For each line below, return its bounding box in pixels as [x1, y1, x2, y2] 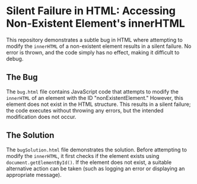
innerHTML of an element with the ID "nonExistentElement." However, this [6, 94, 184, 101]
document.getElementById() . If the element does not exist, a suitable [6, 159, 172, 166]
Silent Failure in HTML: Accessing [6, 4, 176, 18]
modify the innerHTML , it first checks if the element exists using [6, 152, 160, 159]
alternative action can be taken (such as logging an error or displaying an [6, 164, 185, 172]
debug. [6, 55, 24, 62]
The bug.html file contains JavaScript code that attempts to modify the [6, 88, 179, 95]
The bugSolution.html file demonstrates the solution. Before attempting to [6, 146, 187, 153]
